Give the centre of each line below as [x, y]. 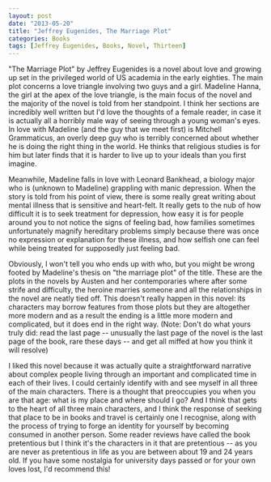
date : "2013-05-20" [41, 23]
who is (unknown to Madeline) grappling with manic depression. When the [132, 188]
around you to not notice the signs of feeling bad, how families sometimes [132, 223]
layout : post [30, 16]
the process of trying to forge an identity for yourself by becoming [119, 426]
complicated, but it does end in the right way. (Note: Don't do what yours [129, 324]
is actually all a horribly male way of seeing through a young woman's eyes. [134, 121]
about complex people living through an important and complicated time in [133, 374]
